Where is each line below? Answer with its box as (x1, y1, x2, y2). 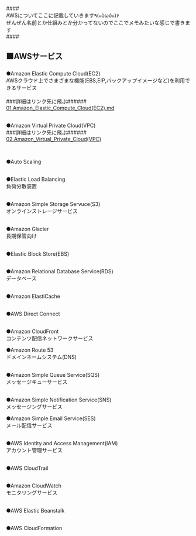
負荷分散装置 (6, 183, 37, 190)
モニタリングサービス (6, 489, 57, 496)
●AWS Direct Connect (6, 310, 60, 317)
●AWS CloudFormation (6, 524, 63, 531)
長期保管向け (6, 232, 37, 239)
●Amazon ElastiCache (6, 293, 60, 300)
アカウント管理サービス (6, 446, 63, 453)
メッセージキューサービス (6, 378, 68, 385)
